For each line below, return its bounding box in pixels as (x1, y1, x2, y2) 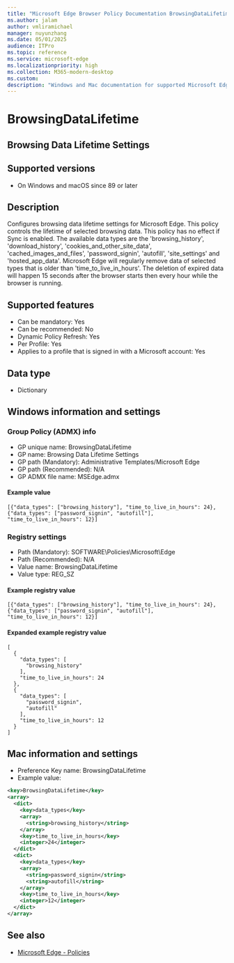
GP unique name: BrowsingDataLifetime (17, 443, 132, 451)
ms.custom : (7, 75, 39, 82)
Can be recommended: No (17, 325, 94, 334)
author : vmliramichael (7, 23, 73, 30)
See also (7, 930, 45, 941)
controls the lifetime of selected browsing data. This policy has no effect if (7, 227, 221, 235)
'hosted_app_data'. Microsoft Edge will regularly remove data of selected (7, 257, 216, 265)
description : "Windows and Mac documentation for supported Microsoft (7, 81, 217, 88)
